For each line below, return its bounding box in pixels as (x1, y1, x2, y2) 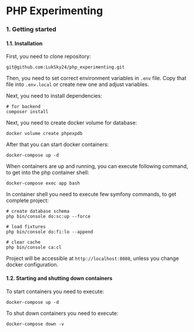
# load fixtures (6, 224, 46, 230)
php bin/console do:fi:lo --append (6, 229, 93, 235)
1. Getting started (6, 25, 57, 34)
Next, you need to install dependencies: (6, 93, 102, 100)
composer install (6, 109, 49, 115)
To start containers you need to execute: (6, 288, 105, 295)
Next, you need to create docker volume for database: (6, 119, 137, 126)
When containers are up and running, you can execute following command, (6, 163, 188, 170)
